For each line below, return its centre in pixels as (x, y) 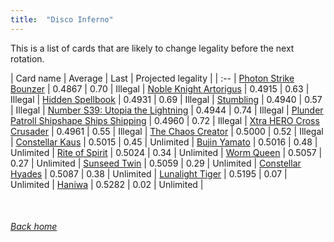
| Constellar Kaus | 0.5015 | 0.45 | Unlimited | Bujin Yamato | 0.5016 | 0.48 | (164, 142)
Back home (34, 227)
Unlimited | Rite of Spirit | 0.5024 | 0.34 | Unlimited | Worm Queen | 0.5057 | (166, 152)
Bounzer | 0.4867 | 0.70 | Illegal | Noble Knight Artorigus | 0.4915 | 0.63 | (160, 88)
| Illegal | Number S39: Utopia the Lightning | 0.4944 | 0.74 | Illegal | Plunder (167, 110)
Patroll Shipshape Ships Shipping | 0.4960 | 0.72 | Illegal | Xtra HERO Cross (165, 120)
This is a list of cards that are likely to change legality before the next (152, 48)
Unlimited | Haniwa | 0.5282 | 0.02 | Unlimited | (107, 184)
